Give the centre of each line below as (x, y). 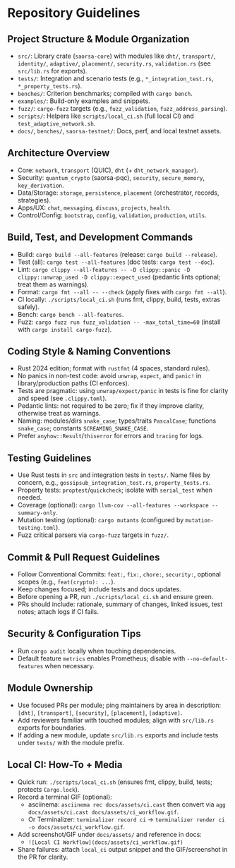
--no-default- (207, 659)
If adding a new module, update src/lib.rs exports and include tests (118, 735)
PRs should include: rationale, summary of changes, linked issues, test (120, 604)
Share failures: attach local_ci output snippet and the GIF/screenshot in (122, 849)
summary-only (37, 513)
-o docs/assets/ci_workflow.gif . (77, 826)
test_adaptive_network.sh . (56, 123)
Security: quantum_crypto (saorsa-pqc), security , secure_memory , (111, 177)
